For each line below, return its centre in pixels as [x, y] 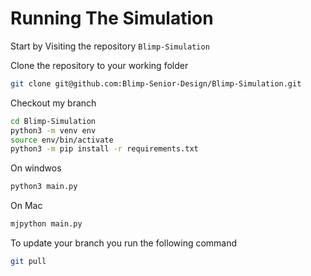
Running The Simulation [112, 18]
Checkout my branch [53, 103]
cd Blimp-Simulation [53, 121]
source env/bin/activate [62, 140]
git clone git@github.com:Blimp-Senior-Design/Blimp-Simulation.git [156, 83]
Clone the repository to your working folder [99, 65]
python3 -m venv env [53, 130]
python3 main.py [44, 187]
